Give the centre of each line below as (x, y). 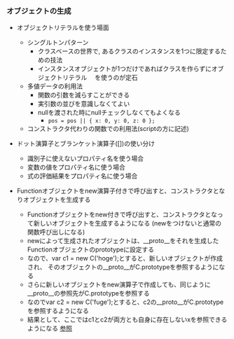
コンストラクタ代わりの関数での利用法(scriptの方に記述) (108, 129)
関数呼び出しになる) (56, 232)
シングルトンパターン (58, 43)
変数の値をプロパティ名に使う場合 (76, 167)
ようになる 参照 (50, 328)
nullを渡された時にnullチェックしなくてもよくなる (109, 113)
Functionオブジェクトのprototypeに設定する (91, 249)
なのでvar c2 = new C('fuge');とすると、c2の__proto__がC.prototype (125, 302)
